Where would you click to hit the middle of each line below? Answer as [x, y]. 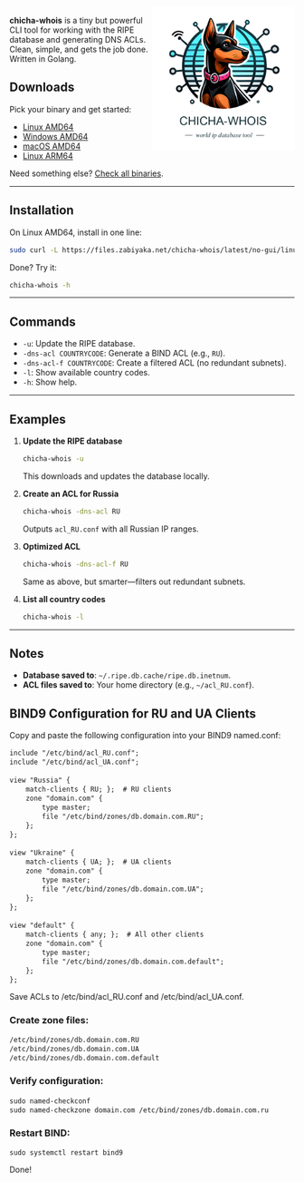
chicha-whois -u [53, 459]
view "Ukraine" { [42, 853]
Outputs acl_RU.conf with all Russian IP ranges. [110, 529]
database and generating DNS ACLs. [78, 39]
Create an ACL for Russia [71, 493]
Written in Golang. [43, 59]
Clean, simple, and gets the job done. [79, 49]
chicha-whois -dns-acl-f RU [75, 564]
